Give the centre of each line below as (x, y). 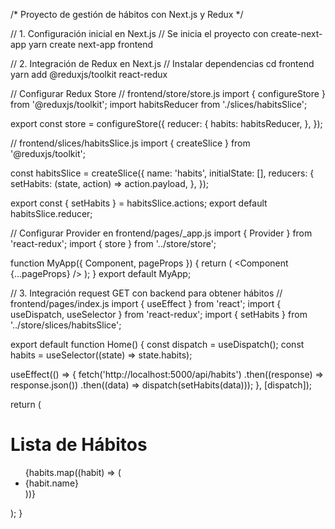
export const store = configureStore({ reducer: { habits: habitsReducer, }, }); (166, 123)
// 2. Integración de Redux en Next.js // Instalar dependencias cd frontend (162, 63)
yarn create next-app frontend (91, 44)
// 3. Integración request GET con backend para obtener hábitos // (146, 293)
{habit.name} (51, 483)
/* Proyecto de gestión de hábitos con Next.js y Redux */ (127, 14)
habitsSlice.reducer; (51, 213)
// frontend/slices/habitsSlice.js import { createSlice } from (130, 143)
